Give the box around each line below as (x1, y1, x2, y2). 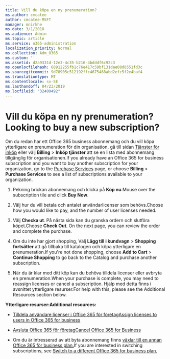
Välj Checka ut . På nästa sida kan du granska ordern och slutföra (12, 217, 150, 224)
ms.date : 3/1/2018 (5, 27, 44, 32)
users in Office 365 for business (12, 317, 81, 323)
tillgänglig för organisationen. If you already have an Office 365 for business (5, 155, 164, 161)
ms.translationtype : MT (5, 74, 56, 79)
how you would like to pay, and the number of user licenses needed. (12, 207, 157, 213)
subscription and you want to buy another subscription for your (5, 160, 139, 167)
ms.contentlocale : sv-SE (5, 79, 58, 84)
